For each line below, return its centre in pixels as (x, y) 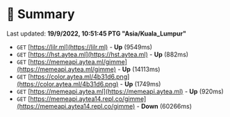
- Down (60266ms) (164, 106)
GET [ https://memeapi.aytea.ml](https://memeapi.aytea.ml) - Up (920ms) (120, 91)
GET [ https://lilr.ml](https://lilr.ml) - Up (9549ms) (84, 47)
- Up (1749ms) (140, 84)
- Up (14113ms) (139, 69)
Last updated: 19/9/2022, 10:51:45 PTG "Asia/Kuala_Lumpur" (97, 33)
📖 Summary (41, 14)
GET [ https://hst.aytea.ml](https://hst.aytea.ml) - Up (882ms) (102, 54)
